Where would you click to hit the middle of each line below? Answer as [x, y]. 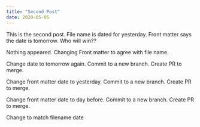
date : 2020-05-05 [28, 17]
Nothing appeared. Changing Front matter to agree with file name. [87, 52]
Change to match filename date [45, 117]
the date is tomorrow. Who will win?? [51, 41]
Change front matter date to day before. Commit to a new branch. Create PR [100, 100]
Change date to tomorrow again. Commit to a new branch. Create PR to [94, 64]
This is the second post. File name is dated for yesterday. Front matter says [99, 34]
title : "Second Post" [33, 12]
